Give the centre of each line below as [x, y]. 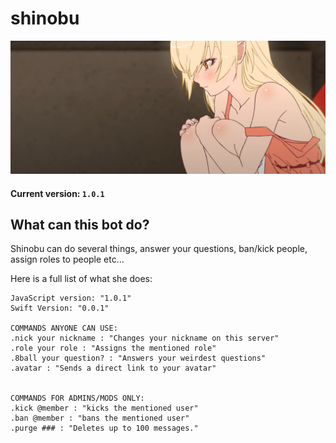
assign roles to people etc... [67, 259]
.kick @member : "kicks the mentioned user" [104, 408]
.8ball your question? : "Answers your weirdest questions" [138, 358]
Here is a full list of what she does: [81, 279]
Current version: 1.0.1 [57, 193]
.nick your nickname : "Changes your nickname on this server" [145, 338]
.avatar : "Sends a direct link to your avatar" [113, 368]
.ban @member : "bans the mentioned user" [100, 418]
